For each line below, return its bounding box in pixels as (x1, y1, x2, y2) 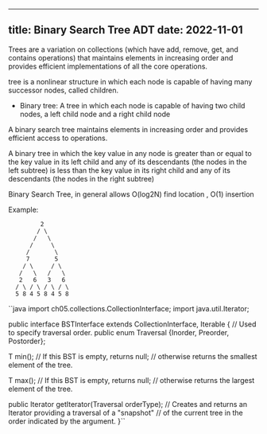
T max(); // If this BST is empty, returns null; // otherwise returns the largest (8, 375, 255, 385)
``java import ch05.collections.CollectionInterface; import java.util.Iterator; (8, 303, 250, 313)
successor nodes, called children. (8, 85, 119, 95)
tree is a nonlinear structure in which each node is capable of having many (8, 76, 253, 86)
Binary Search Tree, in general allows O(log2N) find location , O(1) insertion (8, 189, 254, 199)
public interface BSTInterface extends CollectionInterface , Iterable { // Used (8, 319, 257, 329)
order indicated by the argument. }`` (8, 416, 126, 426)
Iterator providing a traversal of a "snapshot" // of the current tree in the (8, 408, 244, 417)
